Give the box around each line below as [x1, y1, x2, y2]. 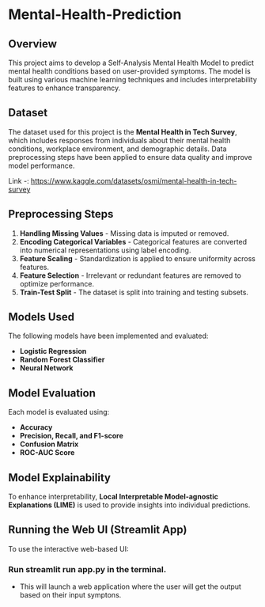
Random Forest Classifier [19, 355, 105, 365]
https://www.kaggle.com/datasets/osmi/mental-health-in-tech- [30, 176, 237, 185]
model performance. [8, 161, 75, 170]
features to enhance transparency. [8, 83, 121, 93]
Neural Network [19, 363, 74, 373]
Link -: [8, 176, 29, 185]
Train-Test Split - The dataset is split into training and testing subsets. [19, 287, 249, 297]
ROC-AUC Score [19, 448, 75, 457]
